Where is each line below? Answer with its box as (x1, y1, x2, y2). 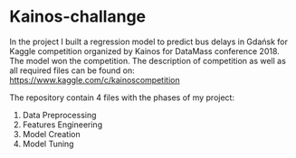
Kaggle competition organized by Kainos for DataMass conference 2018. (9, 45, 281, 56)
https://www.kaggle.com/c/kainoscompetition (9, 74, 180, 85)
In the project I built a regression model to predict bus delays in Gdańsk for (9, 36, 288, 47)
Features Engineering (22, 119, 102, 130)
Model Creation (22, 128, 81, 139)
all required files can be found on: (9, 65, 135, 76)
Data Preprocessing (22, 109, 97, 120)
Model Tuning (22, 138, 74, 149)
